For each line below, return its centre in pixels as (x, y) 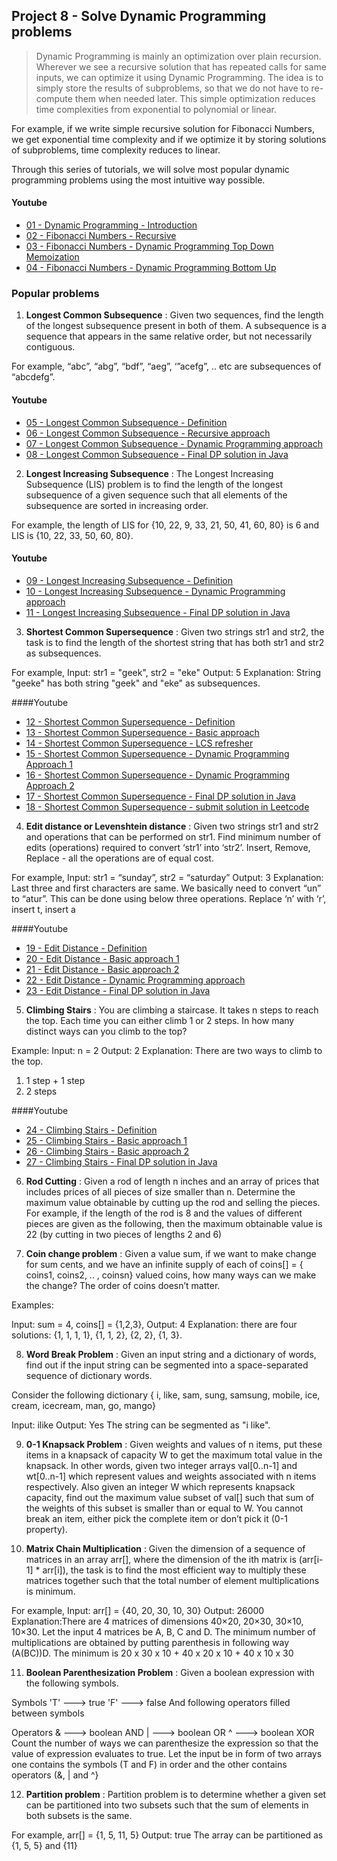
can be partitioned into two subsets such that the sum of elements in (167, 1805)
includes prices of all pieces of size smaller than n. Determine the (160, 1191)
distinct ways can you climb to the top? (106, 1031)
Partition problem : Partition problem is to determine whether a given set (176, 1794)
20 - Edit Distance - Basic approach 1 (102, 958)
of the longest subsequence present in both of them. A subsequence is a (176, 326)
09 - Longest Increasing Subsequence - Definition (129, 580)
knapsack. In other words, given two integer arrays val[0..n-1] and (161, 1465)
